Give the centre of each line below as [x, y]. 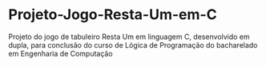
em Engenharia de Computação [61, 53]
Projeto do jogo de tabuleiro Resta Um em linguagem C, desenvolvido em [129, 37]
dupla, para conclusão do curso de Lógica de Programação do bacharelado [133, 45]
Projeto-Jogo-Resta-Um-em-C [113, 15]
